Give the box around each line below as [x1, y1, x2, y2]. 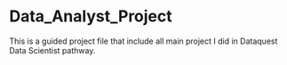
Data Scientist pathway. [9, 45, 96, 55]
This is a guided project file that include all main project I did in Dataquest [9, 36, 278, 46]
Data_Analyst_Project [9, 6, 173, 27]
